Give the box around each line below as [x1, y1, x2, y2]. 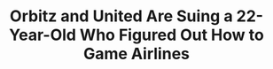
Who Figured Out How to [79, 25, 264, 45]
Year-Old [9, 25, 76, 45]
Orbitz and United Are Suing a [9, 6, 233, 27]
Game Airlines [83, 44, 190, 64]
